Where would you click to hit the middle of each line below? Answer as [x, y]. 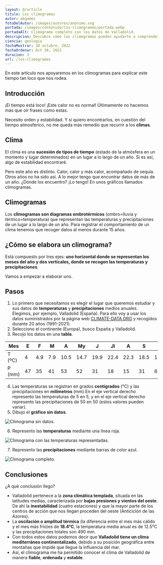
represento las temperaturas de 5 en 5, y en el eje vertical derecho [79, 397]
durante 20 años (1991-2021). [41, 324]
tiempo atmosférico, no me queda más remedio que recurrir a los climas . [78, 125]
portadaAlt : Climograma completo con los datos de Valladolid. [70, 32]
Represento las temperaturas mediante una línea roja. [66, 431]
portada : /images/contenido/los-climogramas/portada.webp [65, 28]
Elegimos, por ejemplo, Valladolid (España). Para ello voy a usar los [79, 313]
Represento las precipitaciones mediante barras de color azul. [75, 450]
